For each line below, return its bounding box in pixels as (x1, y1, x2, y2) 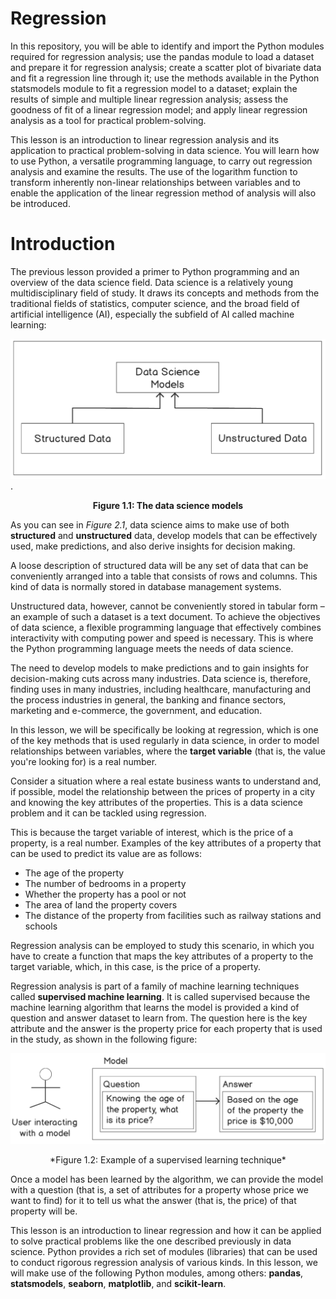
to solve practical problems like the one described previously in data (10, 1235, 292, 1247)
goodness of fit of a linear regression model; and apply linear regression (10, 103, 308, 116)
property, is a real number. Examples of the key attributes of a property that (10, 837, 322, 849)
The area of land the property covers (24, 898, 178, 911)
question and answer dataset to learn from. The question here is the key (10, 1012, 308, 1024)
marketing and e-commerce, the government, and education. (10, 704, 263, 716)
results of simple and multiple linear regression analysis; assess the (10, 93, 289, 105)
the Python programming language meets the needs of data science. (10, 642, 294, 654)
